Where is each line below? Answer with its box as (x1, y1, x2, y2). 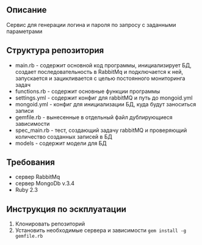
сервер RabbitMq (15, 174, 60, 181)
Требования (6, 157, 55, 167)
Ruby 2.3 (15, 186, 38, 194)
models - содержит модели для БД (15, 139, 107, 147)
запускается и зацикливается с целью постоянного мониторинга (15, 75, 186, 82)
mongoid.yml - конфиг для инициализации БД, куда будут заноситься (15, 100, 197, 108)
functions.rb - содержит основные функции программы (15, 87, 161, 95)
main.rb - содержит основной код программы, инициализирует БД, (15, 61, 192, 69)
